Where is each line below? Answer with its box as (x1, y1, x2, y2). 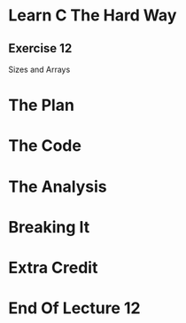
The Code (8, 136, 81, 156)
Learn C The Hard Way (8, 5, 177, 26)
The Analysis (8, 177, 107, 196)
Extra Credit (8, 257, 98, 278)
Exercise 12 (8, 41, 73, 56)
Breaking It (8, 217, 90, 237)
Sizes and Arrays (8, 64, 71, 75)
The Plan (8, 95, 74, 115)
